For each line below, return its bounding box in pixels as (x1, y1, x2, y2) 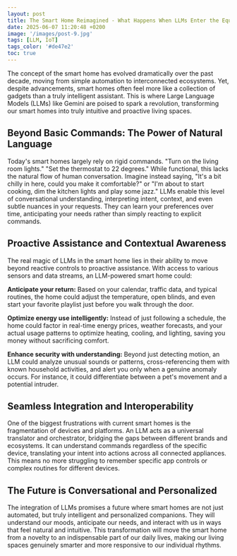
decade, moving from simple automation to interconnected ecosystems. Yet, (7, 76, 229, 85)
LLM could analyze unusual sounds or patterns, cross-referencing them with (7, 357, 230, 366)
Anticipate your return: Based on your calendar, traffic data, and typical (7, 285, 217, 293)
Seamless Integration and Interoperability (7, 400, 194, 412)
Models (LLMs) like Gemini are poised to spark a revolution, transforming (7, 99, 219, 107)
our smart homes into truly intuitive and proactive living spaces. (7, 107, 192, 115)
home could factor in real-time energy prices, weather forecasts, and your (7, 321, 223, 329)
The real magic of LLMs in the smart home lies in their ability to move (7, 256, 208, 265)
